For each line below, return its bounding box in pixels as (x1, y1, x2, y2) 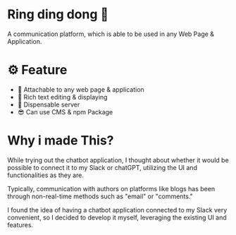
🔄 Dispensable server (17, 100, 80, 109)
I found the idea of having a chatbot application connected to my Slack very (7, 205, 228, 214)
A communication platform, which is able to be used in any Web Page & (7, 30, 215, 38)
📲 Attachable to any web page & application (17, 85, 144, 94)
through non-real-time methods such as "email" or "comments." (7, 192, 194, 200)
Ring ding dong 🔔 (7, 6, 109, 23)
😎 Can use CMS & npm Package (17, 107, 113, 116)
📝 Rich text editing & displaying (17, 92, 108, 101)
